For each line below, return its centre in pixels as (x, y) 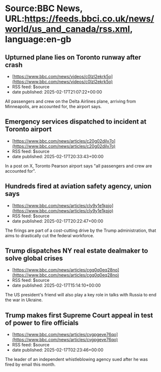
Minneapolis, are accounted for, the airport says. (53, 106)
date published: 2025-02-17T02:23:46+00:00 (58, 350)
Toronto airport (28, 129)
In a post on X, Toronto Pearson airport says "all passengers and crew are (79, 166)
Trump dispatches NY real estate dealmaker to (77, 251)
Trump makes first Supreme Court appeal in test (79, 315)
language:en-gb (38, 40)
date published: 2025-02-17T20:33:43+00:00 (58, 156)
